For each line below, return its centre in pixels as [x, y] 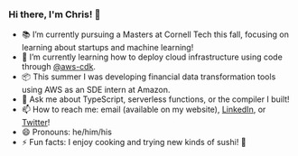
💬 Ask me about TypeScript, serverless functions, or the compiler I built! [155, 99]
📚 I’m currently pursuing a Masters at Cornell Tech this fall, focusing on [155, 34]
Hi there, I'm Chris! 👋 [55, 14]
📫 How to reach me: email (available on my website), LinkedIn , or [144, 110]
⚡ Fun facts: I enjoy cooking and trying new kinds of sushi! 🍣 [134, 142]
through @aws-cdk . [59, 67]
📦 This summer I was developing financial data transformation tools [149, 77]
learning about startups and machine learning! [107, 48]
